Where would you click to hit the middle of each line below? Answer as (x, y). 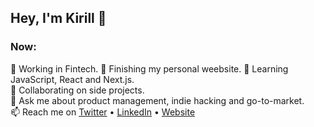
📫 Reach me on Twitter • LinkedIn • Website (103, 112)
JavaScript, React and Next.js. (72, 79)
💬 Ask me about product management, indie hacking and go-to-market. (157, 100)
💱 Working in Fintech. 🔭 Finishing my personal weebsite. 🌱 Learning (149, 68)
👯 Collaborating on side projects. (77, 90)
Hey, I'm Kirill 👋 (58, 18)
